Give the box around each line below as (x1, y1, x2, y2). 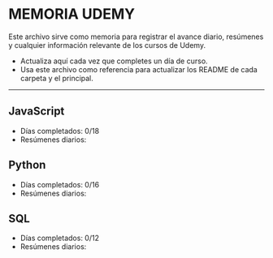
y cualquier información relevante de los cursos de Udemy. (8, 40, 206, 49)
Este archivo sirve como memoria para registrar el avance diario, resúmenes (8, 32, 264, 41)
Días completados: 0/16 (19, 179, 100, 189)
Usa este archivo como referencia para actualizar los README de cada (19, 64, 258, 74)
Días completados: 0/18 (19, 126, 100, 135)
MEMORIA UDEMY (8, 5, 136, 24)
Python (8, 158, 46, 172)
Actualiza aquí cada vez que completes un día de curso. (19, 56, 209, 66)
